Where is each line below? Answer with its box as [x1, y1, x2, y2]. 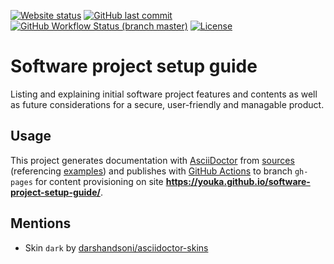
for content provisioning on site [34, 175, 164, 187]
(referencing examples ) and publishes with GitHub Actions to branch [10, 165, 293, 177]
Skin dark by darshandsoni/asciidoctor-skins [24, 241, 209, 254]
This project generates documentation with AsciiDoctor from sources [10, 154, 295, 166]
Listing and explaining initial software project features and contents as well [10, 88, 318, 100]
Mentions [10, 215, 72, 232]
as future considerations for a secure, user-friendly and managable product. [10, 98, 325, 110]
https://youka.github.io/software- [165, 175, 311, 187]
